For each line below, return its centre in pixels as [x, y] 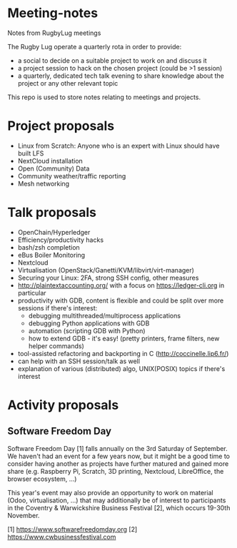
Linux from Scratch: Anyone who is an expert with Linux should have [118, 146]
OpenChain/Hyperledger [54, 232]
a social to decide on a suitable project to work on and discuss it [112, 60]
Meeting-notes [53, 13]
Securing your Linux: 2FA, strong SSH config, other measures [108, 278]
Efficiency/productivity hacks [61, 240]
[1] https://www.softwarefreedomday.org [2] [72, 529]
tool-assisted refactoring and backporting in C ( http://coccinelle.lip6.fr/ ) [123, 353]
